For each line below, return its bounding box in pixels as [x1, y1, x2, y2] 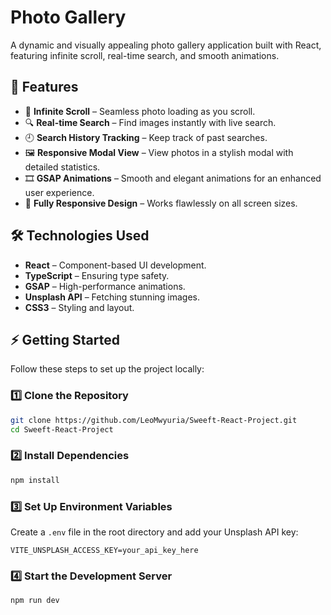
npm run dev [10, 596, 60, 606]
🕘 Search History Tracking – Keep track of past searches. [24, 131, 268, 143]
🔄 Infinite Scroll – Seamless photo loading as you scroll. [24, 105, 256, 117]
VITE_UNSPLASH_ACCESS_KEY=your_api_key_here [10, 545, 199, 555]
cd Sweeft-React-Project [10, 424, 114, 435]
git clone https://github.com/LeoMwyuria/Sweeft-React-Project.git [10, 415, 298, 425]
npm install [10, 475, 60, 485]
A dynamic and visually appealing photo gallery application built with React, [10, 39, 322, 51]
